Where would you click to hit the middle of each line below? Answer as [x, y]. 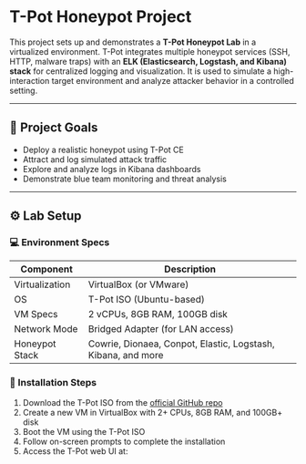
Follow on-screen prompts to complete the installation [124, 441]
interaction [30, 80]
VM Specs [36, 314]
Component [46, 269]
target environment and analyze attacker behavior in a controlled [173, 80]
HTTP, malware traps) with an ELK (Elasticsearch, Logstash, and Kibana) [148, 61]
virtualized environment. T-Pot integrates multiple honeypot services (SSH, [150, 51]
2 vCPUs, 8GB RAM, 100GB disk [158, 314]
